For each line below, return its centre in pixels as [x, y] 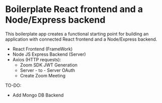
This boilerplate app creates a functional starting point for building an [77, 34]
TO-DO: [13, 85]
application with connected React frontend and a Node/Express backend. [81, 39]
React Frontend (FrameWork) [43, 49]
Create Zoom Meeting [43, 75]
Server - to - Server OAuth [48, 70]
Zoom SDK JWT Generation [49, 65]
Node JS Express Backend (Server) [49, 54]
